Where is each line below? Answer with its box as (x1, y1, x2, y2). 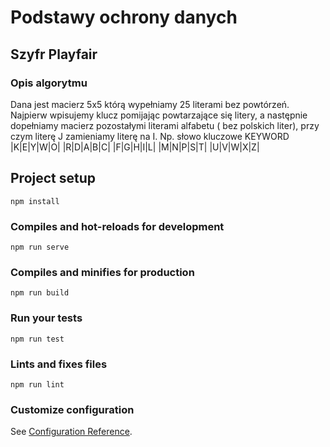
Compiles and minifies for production (10, 265, 195, 279)
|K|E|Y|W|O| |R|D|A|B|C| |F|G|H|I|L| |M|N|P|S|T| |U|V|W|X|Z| (10, 141, 260, 153)
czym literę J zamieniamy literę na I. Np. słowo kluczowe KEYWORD (10, 130, 290, 142)
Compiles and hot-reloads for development (10, 219, 225, 233)
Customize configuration (10, 402, 135, 416)
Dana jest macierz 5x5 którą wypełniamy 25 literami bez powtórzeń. (10, 98, 290, 110)
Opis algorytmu (10, 76, 88, 90)
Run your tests (10, 311, 83, 325)
